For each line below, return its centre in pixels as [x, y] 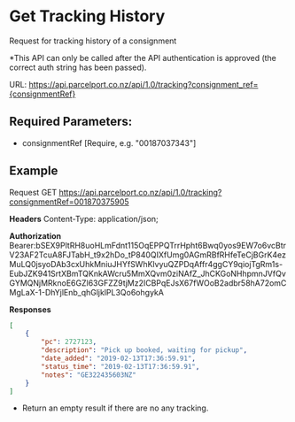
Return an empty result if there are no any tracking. [115, 408]
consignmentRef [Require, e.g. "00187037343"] [109, 142]
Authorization [35, 235]
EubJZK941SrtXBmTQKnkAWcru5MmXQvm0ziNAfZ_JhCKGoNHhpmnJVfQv [147, 273]
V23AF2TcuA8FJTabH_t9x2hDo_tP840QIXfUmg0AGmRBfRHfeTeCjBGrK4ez [147, 255]
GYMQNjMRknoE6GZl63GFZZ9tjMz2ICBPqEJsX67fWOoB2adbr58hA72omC [148, 283]
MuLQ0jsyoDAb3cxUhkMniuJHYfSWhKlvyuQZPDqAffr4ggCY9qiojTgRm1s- [146, 264]
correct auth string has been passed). [78, 67]
